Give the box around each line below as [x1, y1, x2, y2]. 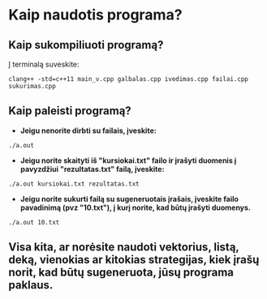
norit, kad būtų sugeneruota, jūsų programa [8, 266, 234, 280]
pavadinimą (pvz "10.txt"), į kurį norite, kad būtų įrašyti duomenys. [19, 203, 252, 212]
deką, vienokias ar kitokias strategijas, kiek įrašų [8, 253, 260, 267]
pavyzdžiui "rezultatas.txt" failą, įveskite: [19, 164, 165, 173]
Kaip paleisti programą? [8, 104, 131, 118]
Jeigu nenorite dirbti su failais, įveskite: [19, 126, 157, 135]
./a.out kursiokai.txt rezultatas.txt [8, 180, 140, 188]
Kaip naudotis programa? [8, 6, 183, 24]
